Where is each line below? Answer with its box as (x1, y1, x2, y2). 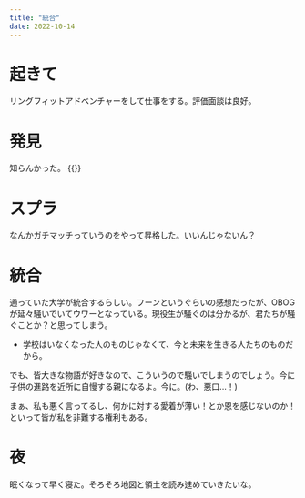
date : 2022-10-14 (9, 22, 76, 31)
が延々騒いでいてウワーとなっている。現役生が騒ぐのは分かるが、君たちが (9, 309, 288, 320)
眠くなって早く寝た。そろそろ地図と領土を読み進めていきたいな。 (9, 479, 257, 490)
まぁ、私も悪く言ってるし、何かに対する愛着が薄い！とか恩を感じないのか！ (9, 401, 297, 412)
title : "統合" (9, 13, 61, 23)
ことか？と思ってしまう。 (16, 320, 113, 330)
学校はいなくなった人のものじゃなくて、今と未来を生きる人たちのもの (22, 339, 286, 351)
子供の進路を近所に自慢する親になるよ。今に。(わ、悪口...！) (9, 381, 239, 392)
